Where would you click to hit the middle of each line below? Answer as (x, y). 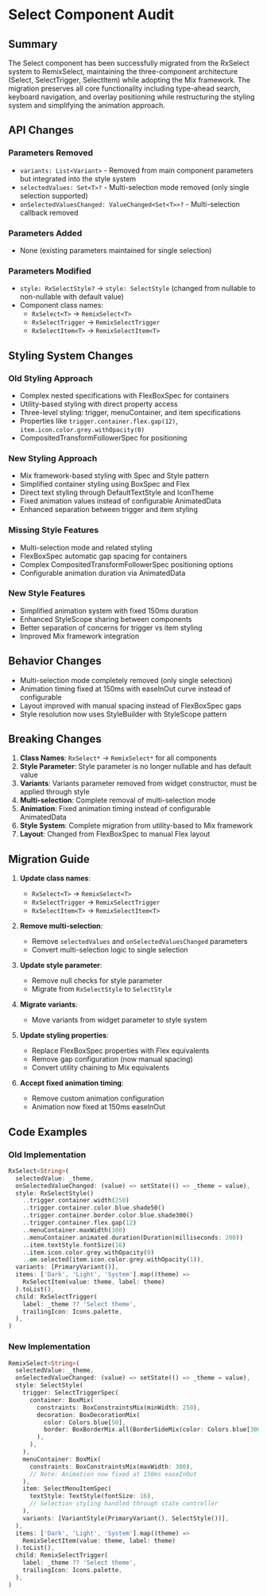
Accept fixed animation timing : (72, 1083)
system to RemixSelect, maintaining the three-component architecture (123, 72)
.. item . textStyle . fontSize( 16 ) (74, 1245)
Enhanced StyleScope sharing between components (106, 619)
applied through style (54, 792)
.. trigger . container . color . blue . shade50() (94, 1208)
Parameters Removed (51, 153)
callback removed (49, 212)
